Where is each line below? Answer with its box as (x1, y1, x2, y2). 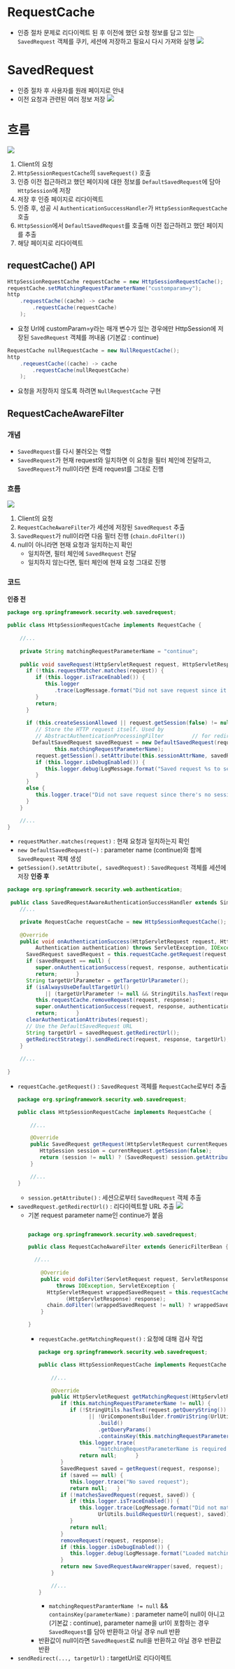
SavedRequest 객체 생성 (17, 854, 82, 863)
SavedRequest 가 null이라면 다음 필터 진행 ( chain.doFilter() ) (17, 532, 185, 540)
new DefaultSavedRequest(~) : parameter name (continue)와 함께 (17, 846, 202, 854)
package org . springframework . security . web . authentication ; (7, 886, 183, 893)
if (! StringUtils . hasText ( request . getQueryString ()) (69, 1407, 227, 1414)
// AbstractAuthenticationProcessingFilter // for (35, 732, 211, 740)
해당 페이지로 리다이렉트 (17, 239, 84, 247)
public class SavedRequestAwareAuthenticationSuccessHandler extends (10, 899, 218, 906)
